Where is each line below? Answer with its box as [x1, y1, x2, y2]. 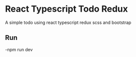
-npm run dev [5, 46, 33, 52]
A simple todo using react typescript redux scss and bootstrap [5, 19, 132, 25]
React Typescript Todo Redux [5, 3, 128, 15]
